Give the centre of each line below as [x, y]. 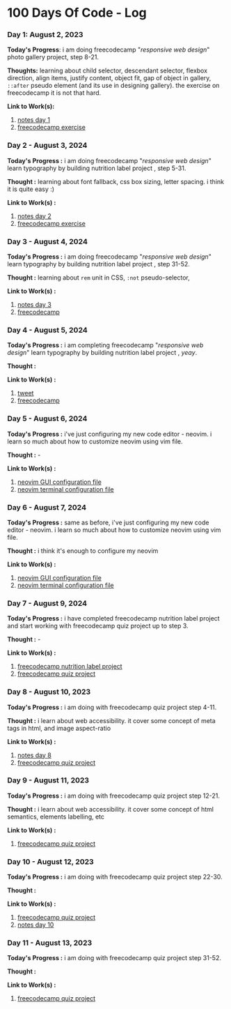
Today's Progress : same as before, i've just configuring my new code [108, 522]
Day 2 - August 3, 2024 [47, 146]
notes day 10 [35, 925]
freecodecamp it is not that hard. [54, 93]
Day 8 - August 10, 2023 [49, 692]
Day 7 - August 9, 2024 [47, 603]
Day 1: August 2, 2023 [45, 35]
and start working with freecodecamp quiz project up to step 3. [98, 626]
